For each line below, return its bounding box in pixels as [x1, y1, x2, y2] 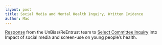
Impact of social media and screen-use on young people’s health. [5, 34, 137, 40]
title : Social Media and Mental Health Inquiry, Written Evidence [5, 12, 143, 16]
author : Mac [5, 16, 29, 21]
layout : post [5, 7, 32, 12]
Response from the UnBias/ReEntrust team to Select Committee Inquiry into [5, 30, 158, 35]
